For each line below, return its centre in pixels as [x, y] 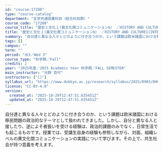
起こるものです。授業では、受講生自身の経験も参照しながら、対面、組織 [81, 133]
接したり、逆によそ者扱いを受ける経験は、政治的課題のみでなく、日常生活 [79, 126]
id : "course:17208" [25, 9]
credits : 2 [16, 64]
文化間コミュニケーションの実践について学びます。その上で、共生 [87, 138]
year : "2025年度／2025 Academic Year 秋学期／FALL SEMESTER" [65, 68]
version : [14, 91]
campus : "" [16, 46]
